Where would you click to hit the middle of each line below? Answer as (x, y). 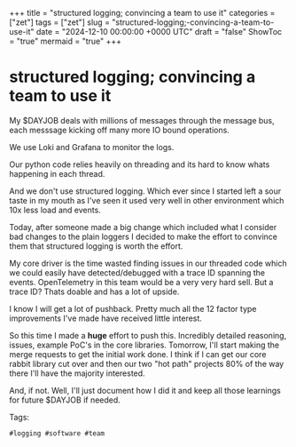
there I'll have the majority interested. (77, 373)
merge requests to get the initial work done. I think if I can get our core (138, 354)
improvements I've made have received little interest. (105, 318)
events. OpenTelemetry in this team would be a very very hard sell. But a (141, 282)
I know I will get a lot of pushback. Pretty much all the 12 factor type (133, 308)
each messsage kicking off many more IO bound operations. (120, 130)
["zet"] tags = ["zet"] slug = (60, 22)
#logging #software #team (57, 433)
